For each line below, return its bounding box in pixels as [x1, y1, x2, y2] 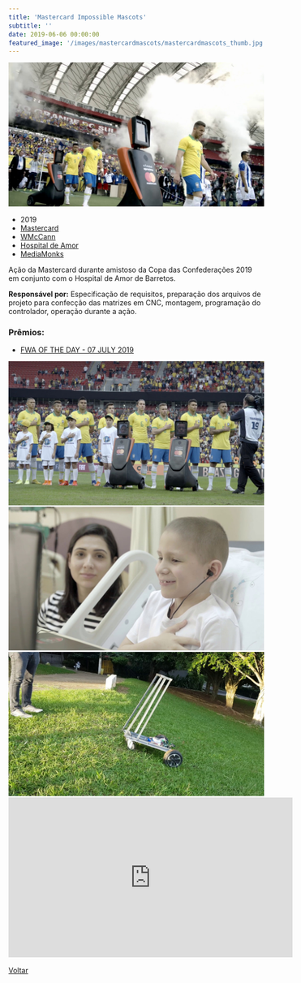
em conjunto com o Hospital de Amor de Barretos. [8, 273, 176, 283]
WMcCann [19, 231, 56, 241]
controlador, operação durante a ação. [8, 306, 137, 316]
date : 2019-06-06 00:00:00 [8, 30, 100, 38]
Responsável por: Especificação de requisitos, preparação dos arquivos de [8, 289, 261, 299]
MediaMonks [19, 248, 64, 259]
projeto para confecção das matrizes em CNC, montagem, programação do [8, 297, 261, 308]
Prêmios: [8, 326, 45, 338]
